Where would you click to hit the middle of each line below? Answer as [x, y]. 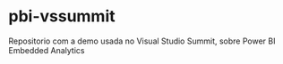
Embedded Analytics [47, 50]
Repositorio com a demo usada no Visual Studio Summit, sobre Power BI [142, 41]
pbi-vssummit [62, 16]
